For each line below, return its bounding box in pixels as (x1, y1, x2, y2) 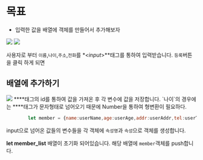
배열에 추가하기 (6, 78, 60, 89)
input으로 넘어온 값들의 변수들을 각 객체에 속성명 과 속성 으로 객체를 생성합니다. (6, 127, 186, 134)
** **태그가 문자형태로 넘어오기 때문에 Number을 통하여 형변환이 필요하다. (12, 103, 187, 110)
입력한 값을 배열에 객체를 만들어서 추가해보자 (14, 26, 121, 33)
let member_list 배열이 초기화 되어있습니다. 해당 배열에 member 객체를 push (6, 139, 184, 147)
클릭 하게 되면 (12, 59, 45, 66)
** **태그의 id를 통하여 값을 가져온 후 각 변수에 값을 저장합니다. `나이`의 (13, 95, 181, 103)
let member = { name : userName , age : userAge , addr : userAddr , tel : (28, 115, 185, 121)
